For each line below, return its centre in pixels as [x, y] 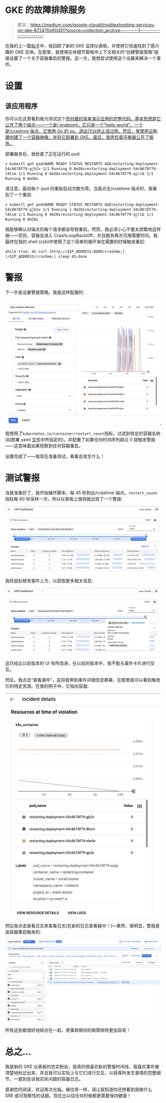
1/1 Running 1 [57, 210]
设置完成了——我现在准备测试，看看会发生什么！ [55, 456]
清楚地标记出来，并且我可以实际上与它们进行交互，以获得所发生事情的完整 [81, 1072]
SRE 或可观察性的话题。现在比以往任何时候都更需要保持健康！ [68, 1096]
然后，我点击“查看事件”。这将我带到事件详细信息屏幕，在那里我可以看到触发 [83, 680]
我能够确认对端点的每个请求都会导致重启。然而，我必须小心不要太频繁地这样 [83, 229]
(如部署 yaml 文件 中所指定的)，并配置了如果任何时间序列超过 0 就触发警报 [80, 439]
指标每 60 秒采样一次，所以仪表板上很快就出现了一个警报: [64, 499]
